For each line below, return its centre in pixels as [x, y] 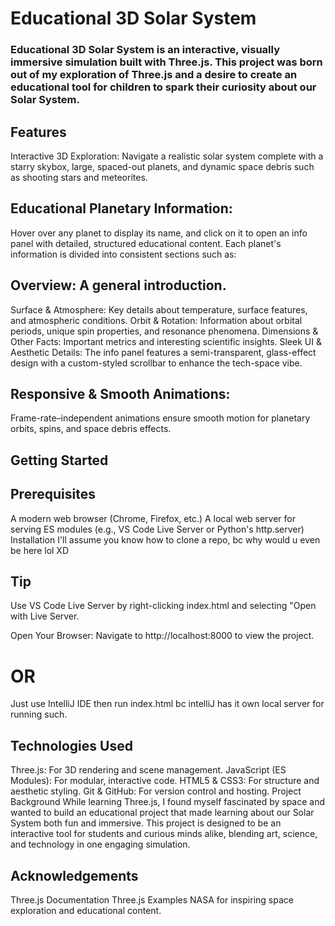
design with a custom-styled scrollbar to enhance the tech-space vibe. [156, 363]
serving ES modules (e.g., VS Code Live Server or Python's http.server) [157, 529]
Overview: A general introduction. [118, 285]
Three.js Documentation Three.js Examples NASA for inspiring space [152, 899]
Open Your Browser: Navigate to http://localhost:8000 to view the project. [162, 636]
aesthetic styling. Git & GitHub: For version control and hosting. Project [156, 791]
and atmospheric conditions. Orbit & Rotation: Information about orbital [156, 320]
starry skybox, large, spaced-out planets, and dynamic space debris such [162, 166]
